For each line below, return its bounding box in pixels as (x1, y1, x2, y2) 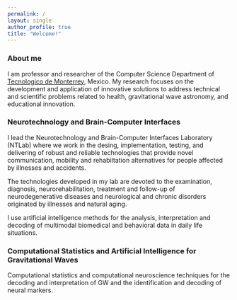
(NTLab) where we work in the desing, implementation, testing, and (7, 141, 204, 149)
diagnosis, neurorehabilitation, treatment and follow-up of (7, 185, 175, 193)
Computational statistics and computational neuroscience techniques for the (7, 271, 230, 279)
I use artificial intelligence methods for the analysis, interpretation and (7, 213, 211, 221)
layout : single (7, 17, 52, 24)
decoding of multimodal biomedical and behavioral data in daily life (7, 221, 203, 229)
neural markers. (7, 286, 54, 294)
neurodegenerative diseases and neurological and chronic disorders (7, 192, 207, 200)
